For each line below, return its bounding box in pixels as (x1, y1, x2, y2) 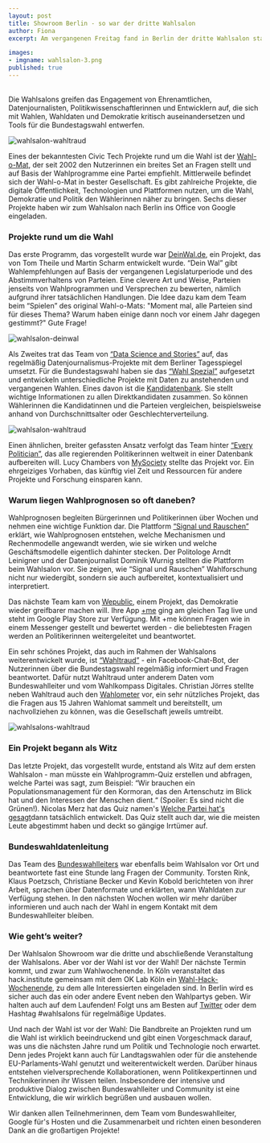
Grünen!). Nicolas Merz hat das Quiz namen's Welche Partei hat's (8, 803, 225, 814)
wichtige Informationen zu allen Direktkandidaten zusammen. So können (8, 392, 248, 402)
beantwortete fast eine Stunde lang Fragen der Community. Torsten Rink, (8, 868, 251, 878)
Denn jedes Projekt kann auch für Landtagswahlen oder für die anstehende (8, 1050, 257, 1060)
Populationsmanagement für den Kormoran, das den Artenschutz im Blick (8, 786, 252, 796)
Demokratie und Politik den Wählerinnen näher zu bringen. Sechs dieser (8, 194, 247, 204)
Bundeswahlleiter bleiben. (8, 911, 95, 921)
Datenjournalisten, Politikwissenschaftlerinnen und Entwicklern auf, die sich (8, 102, 259, 113)
